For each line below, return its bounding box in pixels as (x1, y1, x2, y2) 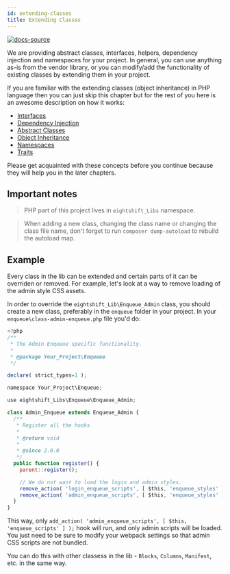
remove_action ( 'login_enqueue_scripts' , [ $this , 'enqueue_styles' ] (19, 485, 225, 492)
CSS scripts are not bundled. (7, 538, 88, 547)
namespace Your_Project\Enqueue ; (7, 384, 103, 391)
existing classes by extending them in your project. (7, 70, 151, 79)
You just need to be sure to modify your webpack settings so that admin (7, 532, 210, 540)
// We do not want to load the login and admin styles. (19, 479, 183, 486)
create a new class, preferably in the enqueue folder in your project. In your (7, 308, 217, 316)
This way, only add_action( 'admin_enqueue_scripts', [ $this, (7, 516, 188, 525)
